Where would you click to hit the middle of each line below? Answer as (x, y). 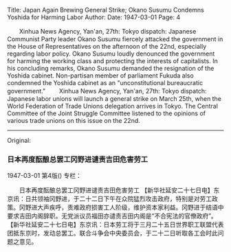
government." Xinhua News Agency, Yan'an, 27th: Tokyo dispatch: (107, 91)
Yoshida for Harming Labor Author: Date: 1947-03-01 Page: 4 (94, 17)
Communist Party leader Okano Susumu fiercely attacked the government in (115, 39)
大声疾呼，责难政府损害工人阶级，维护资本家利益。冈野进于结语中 (130, 207)
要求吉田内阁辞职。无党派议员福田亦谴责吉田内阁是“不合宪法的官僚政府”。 (112, 216)
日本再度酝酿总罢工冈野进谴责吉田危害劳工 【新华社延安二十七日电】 (116, 190)
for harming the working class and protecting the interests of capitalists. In (112, 61)
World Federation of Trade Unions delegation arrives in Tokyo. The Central (113, 106)
